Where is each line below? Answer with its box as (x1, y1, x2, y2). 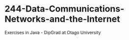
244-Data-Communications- (4, 3, 125, 14)
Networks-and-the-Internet (4, 13, 121, 25)
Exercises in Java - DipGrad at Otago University (4, 29, 101, 35)
